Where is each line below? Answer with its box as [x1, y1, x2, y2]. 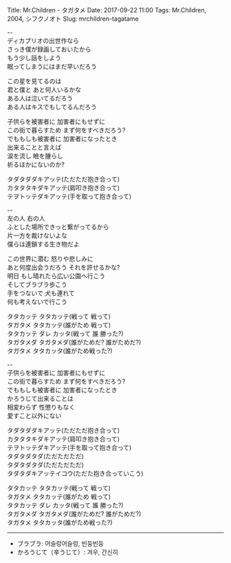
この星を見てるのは [7, 77, 62, 85]
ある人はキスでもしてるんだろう [7, 103, 98, 111]
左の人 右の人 [7, 214, 45, 222]
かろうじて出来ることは [7, 394, 74, 403]
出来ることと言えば [7, 143, 62, 151]
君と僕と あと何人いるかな [7, 85, 81, 94]
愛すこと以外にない [7, 412, 62, 420]
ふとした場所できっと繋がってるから [7, 223, 109, 231]
